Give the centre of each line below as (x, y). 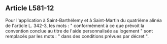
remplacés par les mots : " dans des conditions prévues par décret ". (77, 36)
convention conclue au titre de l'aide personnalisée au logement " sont (79, 31)
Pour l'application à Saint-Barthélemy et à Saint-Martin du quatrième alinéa (84, 20)
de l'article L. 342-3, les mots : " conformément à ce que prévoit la (75, 25)
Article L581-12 (30, 8)
